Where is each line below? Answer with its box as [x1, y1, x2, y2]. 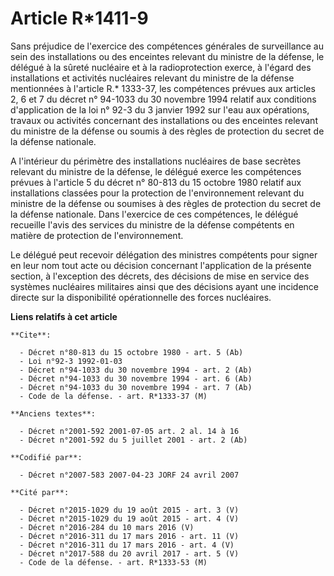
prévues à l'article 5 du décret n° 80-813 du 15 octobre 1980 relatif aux [10, 176, 302, 188]
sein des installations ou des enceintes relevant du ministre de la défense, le [10, 50, 325, 62]
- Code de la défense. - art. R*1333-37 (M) [19, 391, 208, 401]
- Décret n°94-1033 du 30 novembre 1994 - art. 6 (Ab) [19, 373, 253, 384]
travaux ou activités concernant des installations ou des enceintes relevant [10, 114, 318, 126]
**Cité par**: [10, 487, 70, 497]
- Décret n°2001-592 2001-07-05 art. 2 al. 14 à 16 [19, 426, 240, 436]
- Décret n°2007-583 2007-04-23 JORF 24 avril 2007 [19, 470, 240, 480]
